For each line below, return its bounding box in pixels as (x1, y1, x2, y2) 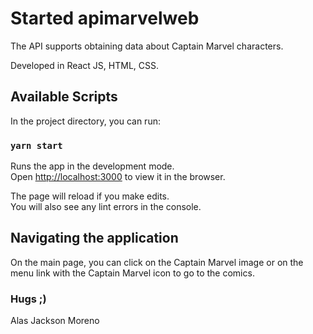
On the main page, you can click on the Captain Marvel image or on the (10, 256, 304, 268)
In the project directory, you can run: (10, 115, 161, 127)
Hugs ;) (10, 292, 47, 306)
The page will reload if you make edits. (10, 190, 170, 202)
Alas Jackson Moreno (10, 315, 100, 327)
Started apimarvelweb (10, 7, 200, 30)
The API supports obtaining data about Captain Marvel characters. (10, 40, 284, 52)
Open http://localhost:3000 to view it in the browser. (10, 171, 226, 183)
